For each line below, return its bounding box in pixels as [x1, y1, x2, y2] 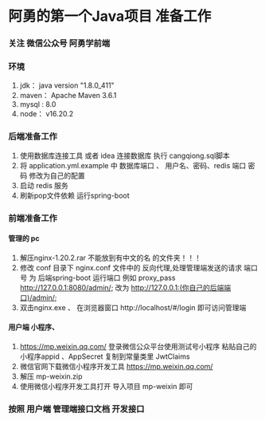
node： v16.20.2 [19, 109, 74, 119]
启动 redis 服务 [19, 180, 69, 190]
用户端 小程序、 [8, 322, 60, 332]
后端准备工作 [8, 131, 58, 142]
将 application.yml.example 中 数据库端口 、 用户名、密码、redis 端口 [19, 160, 247, 170]
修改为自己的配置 [29, 171, 85, 180]
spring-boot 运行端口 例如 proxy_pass [51, 273, 176, 282]
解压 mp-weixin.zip [19, 372, 83, 381]
